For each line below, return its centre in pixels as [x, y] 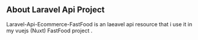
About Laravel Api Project [55, 10]
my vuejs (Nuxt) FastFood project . [49, 30]
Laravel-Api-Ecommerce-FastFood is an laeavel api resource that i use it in [99, 24]
